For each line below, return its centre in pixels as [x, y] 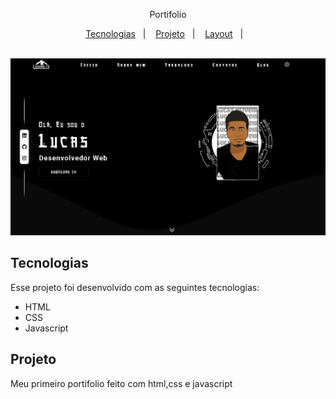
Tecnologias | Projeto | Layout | [164, 33]
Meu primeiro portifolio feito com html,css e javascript [121, 383]
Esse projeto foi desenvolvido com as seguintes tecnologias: [135, 287]
